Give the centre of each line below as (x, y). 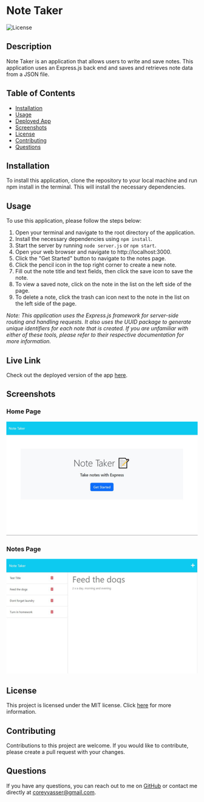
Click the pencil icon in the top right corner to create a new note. (96, 265)
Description (29, 47)
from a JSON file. (28, 74)
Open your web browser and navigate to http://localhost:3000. (93, 252)
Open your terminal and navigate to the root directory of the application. (105, 232)
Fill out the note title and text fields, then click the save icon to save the (104, 271)
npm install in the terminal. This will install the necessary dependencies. (96, 187)
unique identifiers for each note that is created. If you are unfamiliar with (97, 329)
